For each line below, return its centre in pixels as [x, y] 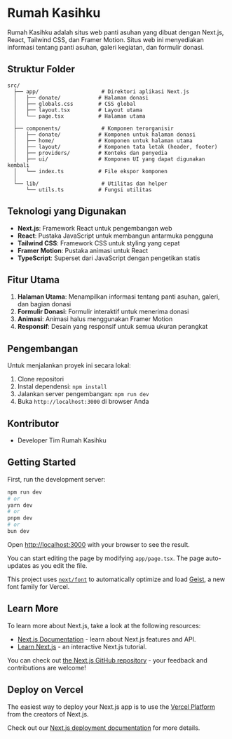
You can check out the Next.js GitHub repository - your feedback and [108, 660]
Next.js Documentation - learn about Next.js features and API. [107, 639]
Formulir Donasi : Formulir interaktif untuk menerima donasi [103, 312]
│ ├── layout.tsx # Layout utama [78, 110]
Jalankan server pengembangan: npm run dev [83, 394]
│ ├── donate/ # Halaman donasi [81, 97]
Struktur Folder [41, 69]
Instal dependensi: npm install [62, 386]
